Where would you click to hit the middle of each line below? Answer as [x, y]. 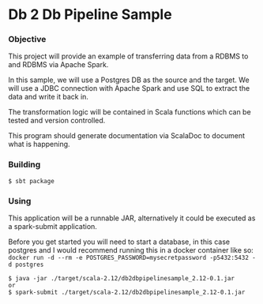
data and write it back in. [49, 97]
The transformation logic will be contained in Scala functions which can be [130, 112]
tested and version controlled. [57, 121]
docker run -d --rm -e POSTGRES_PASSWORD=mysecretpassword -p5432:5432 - [132, 258]
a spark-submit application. [53, 227]
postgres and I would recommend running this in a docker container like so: [131, 250]
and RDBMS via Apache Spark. [58, 65]
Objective [27, 39]
